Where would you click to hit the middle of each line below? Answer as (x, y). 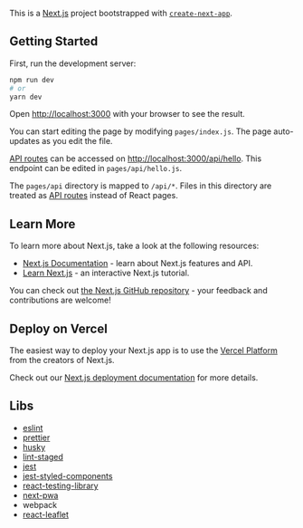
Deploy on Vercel (59, 328)
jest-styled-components (67, 475)
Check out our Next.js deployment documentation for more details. (134, 378)
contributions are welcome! (60, 300)
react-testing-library (60, 485)
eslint (33, 427)
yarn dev (26, 97)
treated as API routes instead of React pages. (94, 196)
